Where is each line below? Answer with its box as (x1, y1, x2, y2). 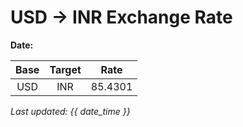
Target (49, 62, 82, 76)
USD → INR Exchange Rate (10, 6, 233, 29)
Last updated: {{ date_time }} (10, 105, 131, 117)
